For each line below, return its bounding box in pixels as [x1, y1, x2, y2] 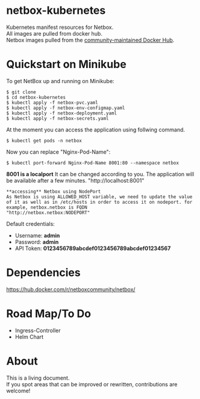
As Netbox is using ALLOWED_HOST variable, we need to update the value [6, 193, 193, 199]
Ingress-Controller [14, 327, 61, 334]
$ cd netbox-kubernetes [6, 94, 66, 100]
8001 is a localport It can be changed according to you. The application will [6, 170, 195, 178]
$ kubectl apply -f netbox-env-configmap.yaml [6, 105, 125, 111]
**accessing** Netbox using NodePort [6, 188, 101, 195]
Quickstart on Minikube [6, 58, 127, 71]
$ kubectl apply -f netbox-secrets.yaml [6, 115, 110, 121]
